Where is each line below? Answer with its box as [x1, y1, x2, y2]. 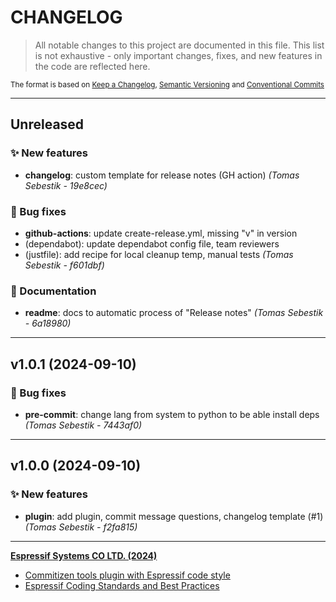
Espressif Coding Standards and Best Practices [24, 579, 220, 591]
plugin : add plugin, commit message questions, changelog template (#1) [24, 510, 324, 522]
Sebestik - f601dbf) [24, 259, 105, 271]
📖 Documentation [10, 284, 97, 298]
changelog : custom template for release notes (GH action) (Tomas [24, 169, 300, 181]
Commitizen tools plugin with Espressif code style [24, 569, 231, 581]
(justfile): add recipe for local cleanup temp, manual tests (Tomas [24, 248, 294, 260]
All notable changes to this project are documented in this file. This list [34, 39, 325, 51]
